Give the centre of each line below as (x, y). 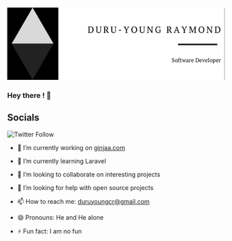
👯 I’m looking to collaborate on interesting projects (89, 174)
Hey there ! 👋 (29, 95)
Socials (23, 118)
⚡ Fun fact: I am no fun (49, 231)
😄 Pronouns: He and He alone (60, 217)
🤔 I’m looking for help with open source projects (85, 187)
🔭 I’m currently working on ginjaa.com (71, 147)
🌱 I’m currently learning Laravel (61, 161)
